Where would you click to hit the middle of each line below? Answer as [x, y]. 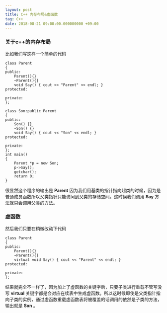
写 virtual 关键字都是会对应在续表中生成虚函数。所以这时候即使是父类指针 [81, 293]
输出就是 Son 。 [22, 306]
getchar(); [25, 172]
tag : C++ [14, 19]
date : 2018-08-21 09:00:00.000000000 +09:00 [52, 24]
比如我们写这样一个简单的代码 [36, 54]
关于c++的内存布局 [28, 42]
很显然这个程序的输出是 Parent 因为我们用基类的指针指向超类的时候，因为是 [83, 190]
